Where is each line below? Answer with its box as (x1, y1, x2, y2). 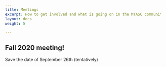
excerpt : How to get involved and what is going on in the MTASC (5, 12, 142, 17)
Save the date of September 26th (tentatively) (5, 57, 98, 63)
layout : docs (5, 16, 32, 21)
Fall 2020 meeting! (5, 43, 65, 52)
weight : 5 (5, 21, 26, 26)
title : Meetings (5, 7, 39, 12)
